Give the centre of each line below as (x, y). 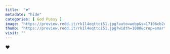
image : (12, 24)
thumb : (12, 28)
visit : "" (16, 33)
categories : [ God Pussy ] (34, 19)
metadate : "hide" (24, 14)
